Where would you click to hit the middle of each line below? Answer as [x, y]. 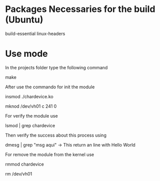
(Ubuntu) [24, 20]
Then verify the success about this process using [56, 135]
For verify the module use [32, 116]
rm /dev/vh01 [19, 174]
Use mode [27, 54]
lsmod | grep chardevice [30, 125]
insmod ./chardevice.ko [29, 96]
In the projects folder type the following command [57, 67]
